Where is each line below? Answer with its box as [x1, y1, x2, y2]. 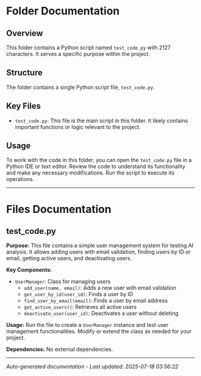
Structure [6, 68, 43, 78]
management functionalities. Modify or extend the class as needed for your [6, 328, 192, 335]
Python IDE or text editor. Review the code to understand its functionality [6, 163, 185, 170]
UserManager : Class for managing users [14, 278, 111, 285]
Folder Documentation [6, 4, 120, 18]
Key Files [6, 101, 41, 112]
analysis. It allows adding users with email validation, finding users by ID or [6, 248, 191, 255]
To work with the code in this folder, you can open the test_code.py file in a [6, 157, 192, 164]
